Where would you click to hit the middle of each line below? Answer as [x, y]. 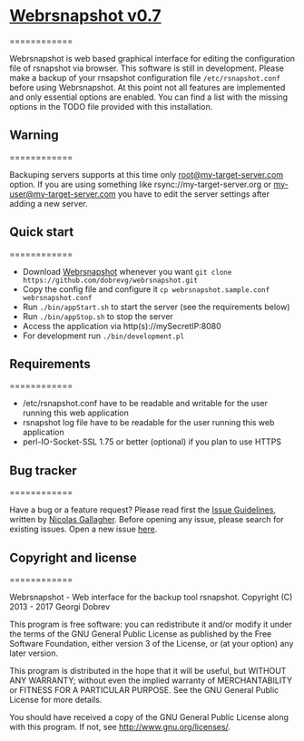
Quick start [42, 232]
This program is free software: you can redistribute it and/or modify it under [151, 624]
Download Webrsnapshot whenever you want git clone [127, 271]
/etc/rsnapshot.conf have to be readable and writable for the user [145, 404]
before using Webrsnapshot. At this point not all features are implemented [147, 87]
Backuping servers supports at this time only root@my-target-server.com [147, 174]
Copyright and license [74, 557]
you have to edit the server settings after [194, 194]
